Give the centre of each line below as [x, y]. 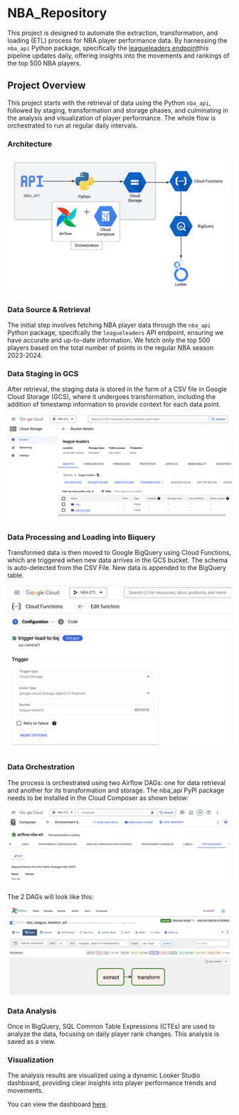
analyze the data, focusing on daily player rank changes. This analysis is [113, 1034]
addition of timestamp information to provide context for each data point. [114, 405]
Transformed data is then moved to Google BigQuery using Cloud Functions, [119, 553]
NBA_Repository [57, 13]
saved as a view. [31, 1042]
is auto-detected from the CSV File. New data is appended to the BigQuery [117, 568]
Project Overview [47, 86]
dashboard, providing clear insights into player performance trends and [112, 1083]
